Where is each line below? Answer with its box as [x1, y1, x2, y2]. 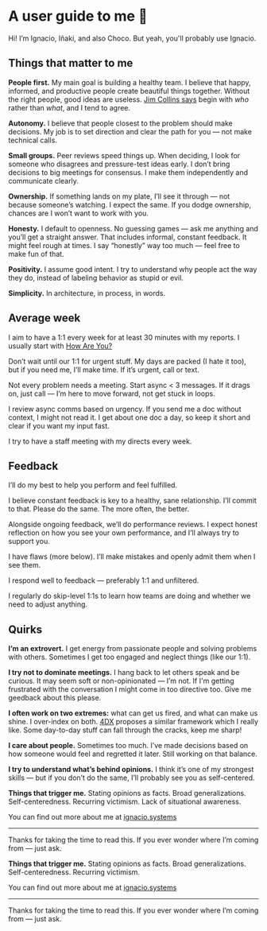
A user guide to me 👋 [8, 7, 149, 25]
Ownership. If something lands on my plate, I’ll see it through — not [8, 191, 230, 201]
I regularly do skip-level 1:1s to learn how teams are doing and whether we [8, 592, 251, 601]
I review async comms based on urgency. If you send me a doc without [8, 404, 242, 413]
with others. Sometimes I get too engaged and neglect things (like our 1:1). [8, 652, 251, 662]
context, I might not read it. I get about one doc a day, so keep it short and [8, 413, 251, 422]
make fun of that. [8, 249, 65, 258]
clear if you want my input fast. [8, 421, 110, 430]
